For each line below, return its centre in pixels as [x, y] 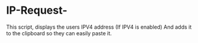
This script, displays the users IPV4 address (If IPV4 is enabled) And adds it [99, 27]
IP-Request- [37, 10]
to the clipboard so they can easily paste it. [59, 33]
